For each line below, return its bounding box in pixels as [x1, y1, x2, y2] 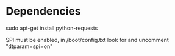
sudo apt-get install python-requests [5, 24, 98, 32]
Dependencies [5, 4, 81, 18]
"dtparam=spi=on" [5, 43, 53, 50]
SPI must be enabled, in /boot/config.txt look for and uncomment [5, 36, 169, 43]
